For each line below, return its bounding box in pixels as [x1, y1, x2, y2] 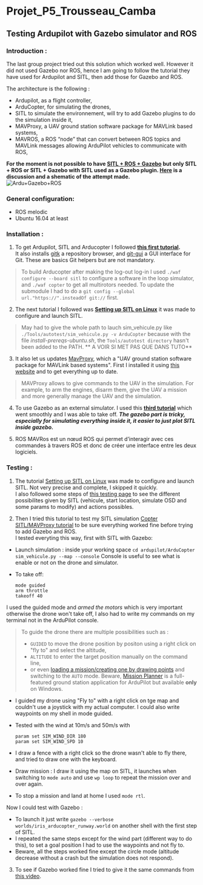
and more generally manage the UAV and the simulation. [21, 392, 162, 400]
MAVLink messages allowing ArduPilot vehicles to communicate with [15, 141, 187, 149]
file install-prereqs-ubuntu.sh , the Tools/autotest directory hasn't [21, 337, 189, 344]
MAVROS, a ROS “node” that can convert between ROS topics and [15, 135, 181, 143]
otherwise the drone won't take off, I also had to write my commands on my [6, 610, 195, 617]
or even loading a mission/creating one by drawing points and [30, 665, 185, 673]
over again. [15, 780, 44, 787]
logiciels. [15, 448, 38, 456]
